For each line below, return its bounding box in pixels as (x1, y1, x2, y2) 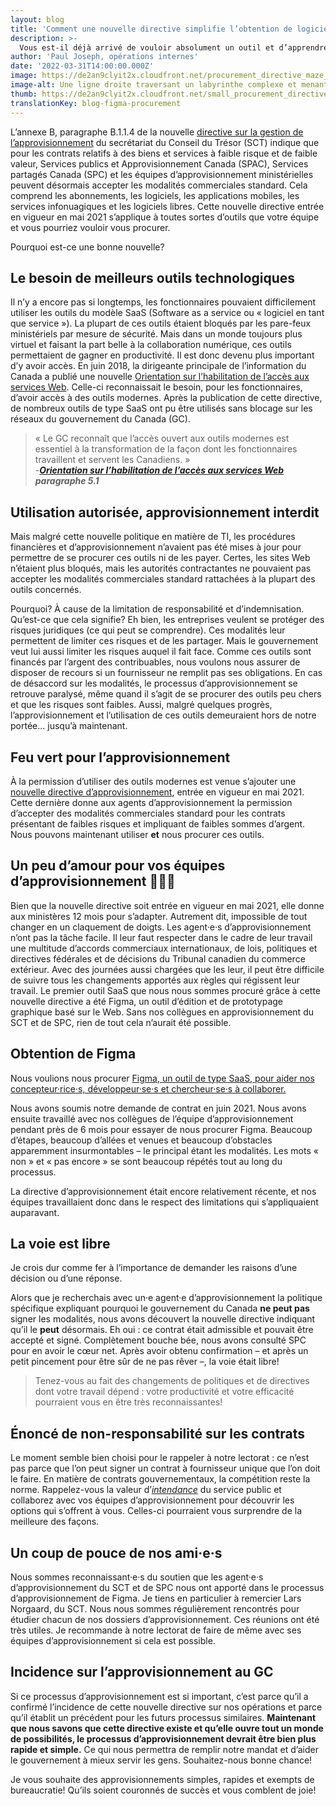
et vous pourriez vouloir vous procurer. (10, 221, 171, 233)
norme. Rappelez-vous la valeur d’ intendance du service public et (10, 1484, 282, 1496)
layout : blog (10, 14, 65, 25)
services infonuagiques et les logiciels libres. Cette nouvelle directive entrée (10, 200, 325, 212)
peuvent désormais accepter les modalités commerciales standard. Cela (10, 179, 308, 191)
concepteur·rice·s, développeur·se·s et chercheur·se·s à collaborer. (10, 1082, 287, 1095)
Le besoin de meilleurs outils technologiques (10, 269, 296, 286)
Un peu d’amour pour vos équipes (10, 857, 226, 875)
